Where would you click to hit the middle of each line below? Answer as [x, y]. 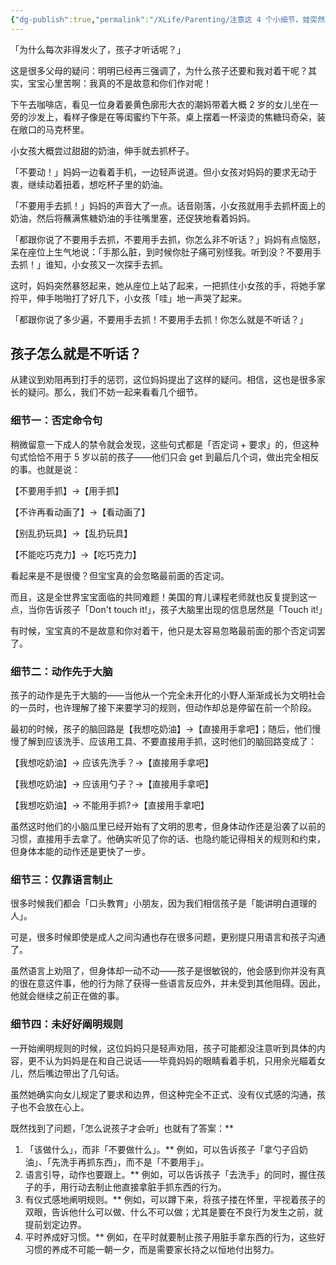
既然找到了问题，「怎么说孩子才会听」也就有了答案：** [122, 1128]
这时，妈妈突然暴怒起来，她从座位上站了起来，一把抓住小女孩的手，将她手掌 [168, 285]
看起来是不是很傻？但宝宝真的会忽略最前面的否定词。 [120, 575]
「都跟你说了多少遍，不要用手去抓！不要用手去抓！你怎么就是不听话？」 [159, 319]
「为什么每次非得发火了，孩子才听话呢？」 [98, 49]
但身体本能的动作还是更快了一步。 [80, 852]
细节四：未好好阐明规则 [66, 1024]
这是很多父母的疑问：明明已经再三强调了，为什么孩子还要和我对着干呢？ [159, 70]
